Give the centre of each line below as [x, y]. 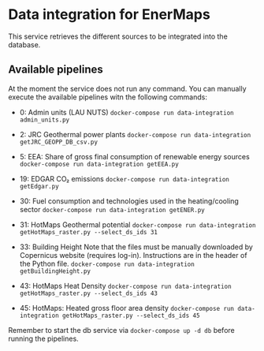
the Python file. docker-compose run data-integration [107, 263]
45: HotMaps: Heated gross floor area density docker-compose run [127, 308]
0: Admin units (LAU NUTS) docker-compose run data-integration [126, 112]
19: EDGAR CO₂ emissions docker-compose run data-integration [125, 178]
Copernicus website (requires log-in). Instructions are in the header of [133, 255]
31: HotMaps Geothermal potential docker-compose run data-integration [138, 224]
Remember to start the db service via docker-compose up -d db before [121, 330]
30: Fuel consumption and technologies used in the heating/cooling [129, 201]
